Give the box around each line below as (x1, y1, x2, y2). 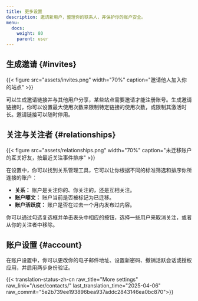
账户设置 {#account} (6, 240, 82, 250)
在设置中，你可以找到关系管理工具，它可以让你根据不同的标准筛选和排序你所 (6, 166, 192, 174)
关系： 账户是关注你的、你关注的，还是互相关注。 (14, 187, 136, 194)
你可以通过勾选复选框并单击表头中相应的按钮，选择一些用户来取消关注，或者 (6, 214, 192, 221)
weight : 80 (16, 31, 44, 37)
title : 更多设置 (6, 8, 42, 15)
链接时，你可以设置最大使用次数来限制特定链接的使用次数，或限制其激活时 (6, 103, 187, 110)
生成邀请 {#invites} (6, 60, 77, 70)
